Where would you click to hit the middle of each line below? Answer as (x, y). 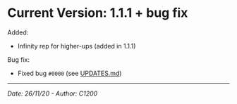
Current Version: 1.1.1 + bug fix (98, 13)
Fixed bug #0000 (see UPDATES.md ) (69, 73)
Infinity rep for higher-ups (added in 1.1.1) (77, 46)
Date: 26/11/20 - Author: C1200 (53, 93)
